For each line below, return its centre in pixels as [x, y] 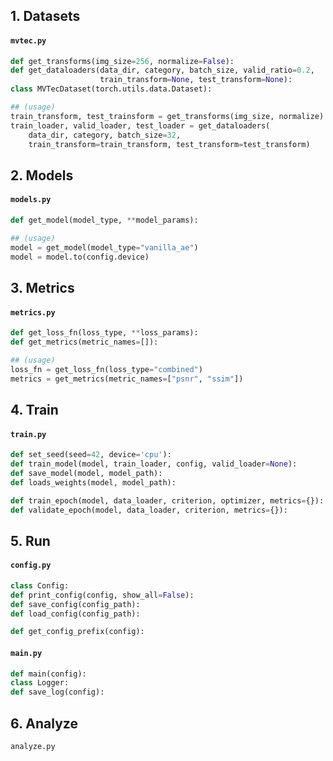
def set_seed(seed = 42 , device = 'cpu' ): [91, 455]
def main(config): [48, 674]
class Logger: [40, 683]
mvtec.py [28, 40]
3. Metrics [42, 287]
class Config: [40, 585]
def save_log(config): [57, 692]
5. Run [30, 540]
